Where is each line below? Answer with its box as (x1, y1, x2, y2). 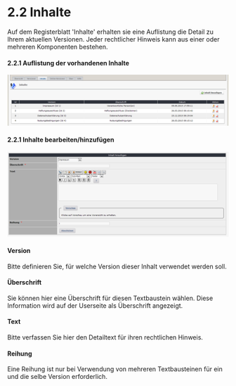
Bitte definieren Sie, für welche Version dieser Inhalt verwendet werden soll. (7, 262, 227, 270)
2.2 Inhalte (7, 4, 72, 20)
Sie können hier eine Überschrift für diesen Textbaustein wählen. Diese (7, 294, 214, 302)
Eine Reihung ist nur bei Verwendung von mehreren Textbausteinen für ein (7, 365, 223, 373)
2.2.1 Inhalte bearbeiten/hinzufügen (7, 135, 114, 144)
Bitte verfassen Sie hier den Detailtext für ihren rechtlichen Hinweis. (7, 333, 204, 342)
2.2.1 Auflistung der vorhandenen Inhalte (7, 58, 130, 67)
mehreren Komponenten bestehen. (7, 42, 108, 51)
